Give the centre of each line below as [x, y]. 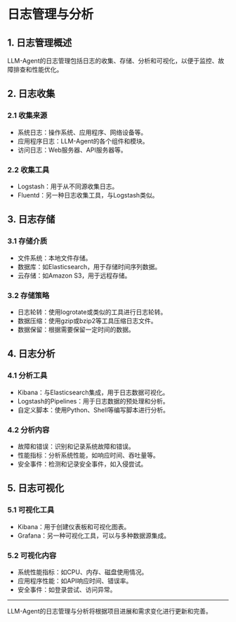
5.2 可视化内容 [32, 555]
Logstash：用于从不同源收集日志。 [68, 186]
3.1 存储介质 [27, 241]
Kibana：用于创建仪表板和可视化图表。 [74, 526]
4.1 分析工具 [27, 375]
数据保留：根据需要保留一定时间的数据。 [76, 329]
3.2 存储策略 [28, 295]
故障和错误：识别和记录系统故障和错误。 [76, 446]
